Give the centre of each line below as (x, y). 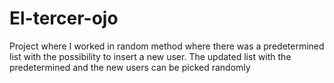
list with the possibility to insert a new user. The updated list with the (150, 56)
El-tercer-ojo (64, 18)
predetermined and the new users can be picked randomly (130, 67)
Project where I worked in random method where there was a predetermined (167, 46)
